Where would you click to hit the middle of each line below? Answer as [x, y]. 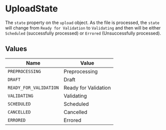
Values [16, 49]
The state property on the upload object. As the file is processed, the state [82, 22]
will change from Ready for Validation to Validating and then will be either [83, 27]
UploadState [32, 9]
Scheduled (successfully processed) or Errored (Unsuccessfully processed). [83, 33]
